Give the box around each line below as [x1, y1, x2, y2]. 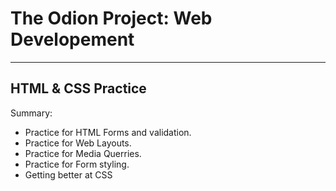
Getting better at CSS [24, 168, 113, 181]
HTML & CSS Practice [10, 80, 147, 97]
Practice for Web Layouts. [24, 137, 132, 149]
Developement [10, 28, 135, 51]
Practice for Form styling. [24, 158, 130, 170]
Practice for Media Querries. [24, 147, 142, 159]
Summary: [10, 107, 53, 119]
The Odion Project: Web [10, 7, 213, 30]
